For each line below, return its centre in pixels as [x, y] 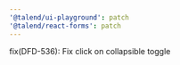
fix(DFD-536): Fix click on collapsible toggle [90, 51]
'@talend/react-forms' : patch [65, 26]
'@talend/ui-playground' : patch [69, 17]
